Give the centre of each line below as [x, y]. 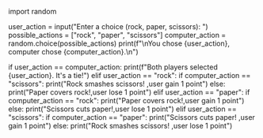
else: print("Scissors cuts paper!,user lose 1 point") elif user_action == [122, 109]
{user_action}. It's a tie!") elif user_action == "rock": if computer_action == [130, 75]
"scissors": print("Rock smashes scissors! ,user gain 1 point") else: [117, 84]
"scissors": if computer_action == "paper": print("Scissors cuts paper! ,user [132, 117]
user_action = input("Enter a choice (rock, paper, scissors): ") [108, 26]
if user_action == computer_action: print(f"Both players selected [113, 67]
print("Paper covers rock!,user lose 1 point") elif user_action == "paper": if [129, 92]
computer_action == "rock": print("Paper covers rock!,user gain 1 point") [126, 101]
